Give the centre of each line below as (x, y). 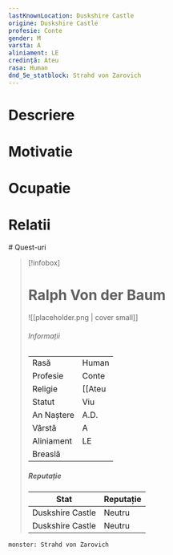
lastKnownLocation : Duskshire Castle (71, 16)
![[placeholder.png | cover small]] (83, 318)
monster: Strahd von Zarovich (59, 545)
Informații (44, 336)
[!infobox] (44, 263)
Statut (43, 402)
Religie (44, 389)
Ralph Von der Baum (97, 296)
